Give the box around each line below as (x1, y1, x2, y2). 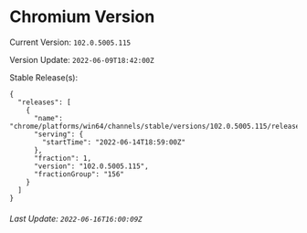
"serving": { (33, 130, 84, 139)
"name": (33, 113, 64, 122)
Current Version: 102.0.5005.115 (9, 37, 132, 48)
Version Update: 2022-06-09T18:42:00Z (9, 54, 154, 65)
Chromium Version (9, 6, 155, 27)
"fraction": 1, (33, 154, 92, 163)
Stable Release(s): (9, 71, 79, 83)
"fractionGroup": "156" (33, 169, 125, 179)
